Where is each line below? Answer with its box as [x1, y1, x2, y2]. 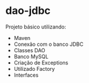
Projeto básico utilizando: [5, 23, 66, 30]
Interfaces [13, 71, 39, 78]
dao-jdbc [5, 4, 51, 17]
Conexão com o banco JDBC [13, 41, 84, 48]
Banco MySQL [13, 53, 49, 60]
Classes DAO [13, 46, 46, 53]
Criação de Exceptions [13, 59, 69, 66]
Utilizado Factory [13, 65, 55, 72]
